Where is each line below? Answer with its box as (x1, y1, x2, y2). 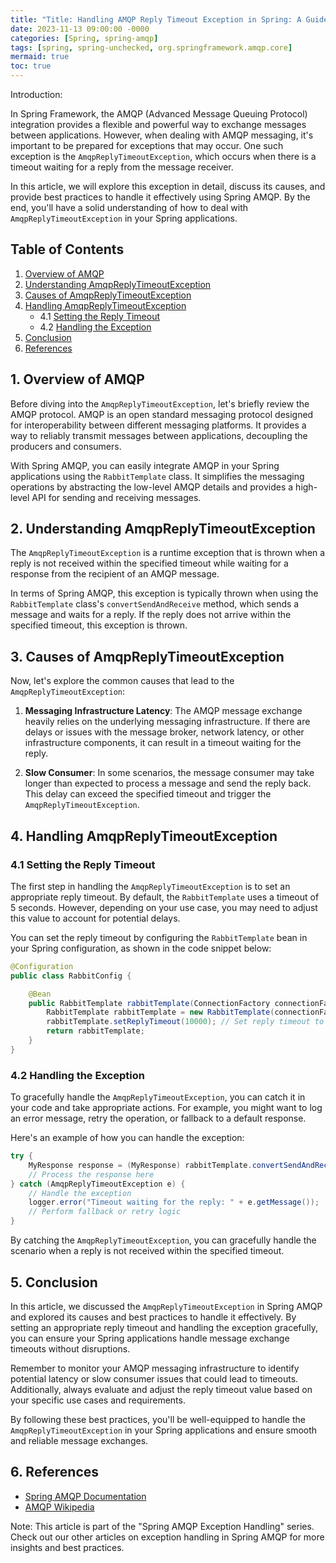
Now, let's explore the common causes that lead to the (10, 675, 235, 687)
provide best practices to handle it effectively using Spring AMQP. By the (10, 191, 311, 203)
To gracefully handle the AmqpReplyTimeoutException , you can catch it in (10, 1091, 306, 1103)
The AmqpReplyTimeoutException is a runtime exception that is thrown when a (10, 547, 326, 559)
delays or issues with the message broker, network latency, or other (24, 726, 305, 738)
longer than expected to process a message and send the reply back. (24, 777, 312, 790)
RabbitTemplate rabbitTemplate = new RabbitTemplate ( (46, 1007, 275, 1018)
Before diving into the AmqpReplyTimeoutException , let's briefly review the (10, 397, 310, 410)
